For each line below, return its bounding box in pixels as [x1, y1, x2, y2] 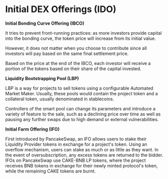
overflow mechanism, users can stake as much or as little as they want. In [5, 146, 159, 152]
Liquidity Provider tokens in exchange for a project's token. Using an [5, 141, 147, 147]
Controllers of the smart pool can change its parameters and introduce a [5, 105, 156, 111]
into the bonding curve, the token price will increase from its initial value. [5, 35, 156, 41]
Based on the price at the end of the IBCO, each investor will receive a [5, 60, 151, 66]
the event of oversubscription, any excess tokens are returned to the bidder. [5, 152, 163, 158]
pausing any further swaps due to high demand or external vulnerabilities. [5, 116, 159, 122]
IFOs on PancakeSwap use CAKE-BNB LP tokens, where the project [5, 157, 146, 163]
